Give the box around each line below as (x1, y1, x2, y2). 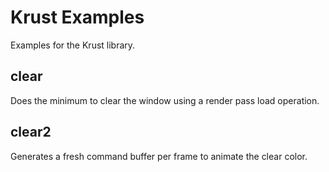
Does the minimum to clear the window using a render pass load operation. (10, 94, 320, 106)
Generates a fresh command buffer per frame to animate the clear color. (10, 150, 308, 162)
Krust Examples (10, 6, 145, 29)
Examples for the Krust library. (10, 39, 136, 51)
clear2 (10, 124, 52, 141)
